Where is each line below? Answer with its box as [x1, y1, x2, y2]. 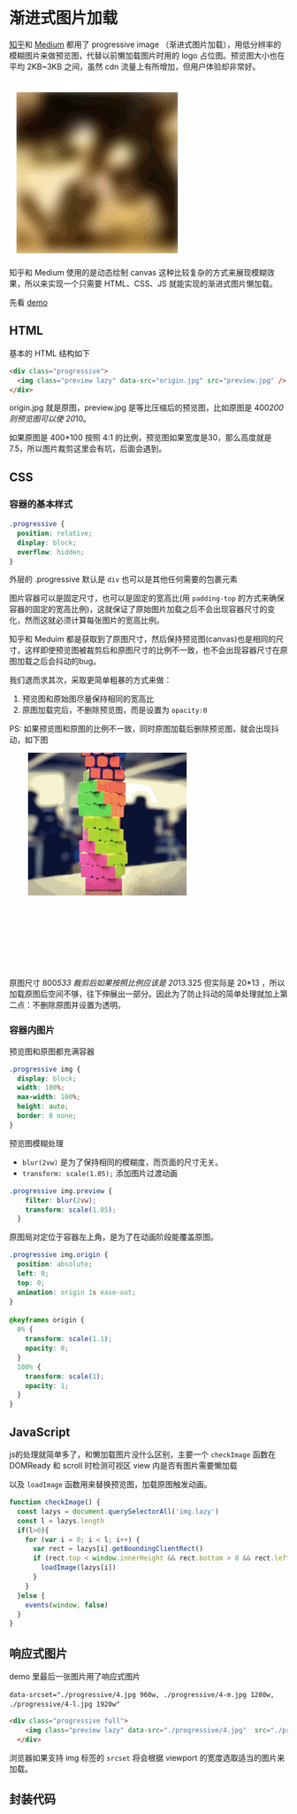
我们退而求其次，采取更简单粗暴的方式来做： [9, 675, 172, 686]
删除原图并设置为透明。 [39, 1000, 126, 1011]
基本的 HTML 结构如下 [9, 347, 90, 359]
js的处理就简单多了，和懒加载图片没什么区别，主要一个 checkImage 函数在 [9, 1449, 277, 1460]
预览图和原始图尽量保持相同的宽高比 [21, 694, 155, 704]
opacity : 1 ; [25, 1381, 69, 1391]
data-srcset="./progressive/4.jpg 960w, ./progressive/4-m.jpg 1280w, [9, 1691, 275, 1700]
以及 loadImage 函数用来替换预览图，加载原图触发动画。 [9, 1479, 212, 1490]
